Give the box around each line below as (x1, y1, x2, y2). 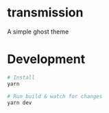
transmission (7, 5, 84, 21)
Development (7, 51, 86, 67)
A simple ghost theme (7, 27, 69, 36)
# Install (7, 74, 36, 81)
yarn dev (7, 99, 32, 106)
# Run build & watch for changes (7, 92, 103, 100)
